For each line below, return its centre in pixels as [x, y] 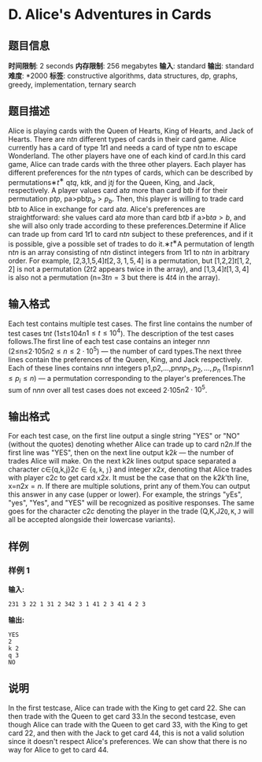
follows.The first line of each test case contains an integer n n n [109, 342]
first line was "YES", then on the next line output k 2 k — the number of [121, 453]
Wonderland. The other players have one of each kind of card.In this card [127, 156]
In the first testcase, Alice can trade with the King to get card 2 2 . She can [127, 708]
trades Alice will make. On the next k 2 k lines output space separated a [122, 461]
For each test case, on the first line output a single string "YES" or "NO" [124, 436]
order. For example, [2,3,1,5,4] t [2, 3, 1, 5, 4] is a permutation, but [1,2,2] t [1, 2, [130, 261]
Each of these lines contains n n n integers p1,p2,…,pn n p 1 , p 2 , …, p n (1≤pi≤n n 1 [131, 369]
